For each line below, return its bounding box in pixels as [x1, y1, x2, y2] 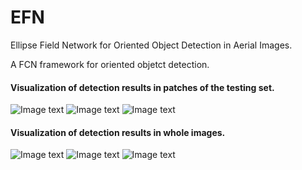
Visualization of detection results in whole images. [10, 126, 226, 138]
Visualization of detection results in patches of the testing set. [10, 81, 275, 93]
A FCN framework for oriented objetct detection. [10, 58, 210, 70]
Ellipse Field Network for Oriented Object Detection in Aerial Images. [10, 39, 293, 51]
